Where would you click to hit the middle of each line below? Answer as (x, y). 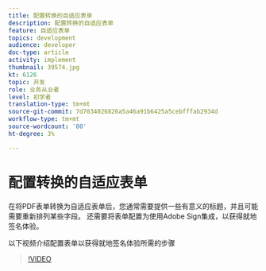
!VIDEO (39, 258)
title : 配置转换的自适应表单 (50, 15)
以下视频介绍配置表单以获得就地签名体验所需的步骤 (92, 242)
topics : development (42, 38)
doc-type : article (39, 52)
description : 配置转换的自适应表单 (61, 23)
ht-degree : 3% (32, 134)
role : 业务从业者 (34, 89)
